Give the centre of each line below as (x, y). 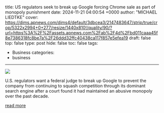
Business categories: (33, 52)
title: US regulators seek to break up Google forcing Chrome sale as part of (80, 7)
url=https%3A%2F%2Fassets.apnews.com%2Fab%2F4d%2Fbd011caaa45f (82, 33)
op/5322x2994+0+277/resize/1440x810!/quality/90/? (59, 28)
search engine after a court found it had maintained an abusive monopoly (79, 91)
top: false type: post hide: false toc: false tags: (52, 43)
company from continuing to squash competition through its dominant (75, 86)
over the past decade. (27, 96)
